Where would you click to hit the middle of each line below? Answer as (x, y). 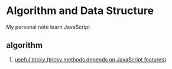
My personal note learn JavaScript (48, 27)
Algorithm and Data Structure (80, 11)
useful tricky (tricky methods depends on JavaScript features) (90, 59)
